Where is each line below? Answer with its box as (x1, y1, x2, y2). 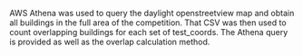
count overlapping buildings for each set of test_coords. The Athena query (9, 27, 288, 37)
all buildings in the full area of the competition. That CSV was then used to (9, 17, 288, 28)
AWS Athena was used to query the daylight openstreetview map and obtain (9, 8, 295, 18)
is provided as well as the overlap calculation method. (9, 36, 210, 47)
